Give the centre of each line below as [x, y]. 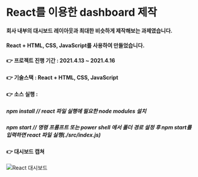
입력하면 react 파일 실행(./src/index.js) [54, 135]
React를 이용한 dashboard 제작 [82, 12]
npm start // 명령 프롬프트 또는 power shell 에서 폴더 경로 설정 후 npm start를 [99, 127]
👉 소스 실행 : [22, 94]
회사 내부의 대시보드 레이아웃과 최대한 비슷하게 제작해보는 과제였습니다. [90, 30]
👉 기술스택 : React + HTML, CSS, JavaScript [62, 77]
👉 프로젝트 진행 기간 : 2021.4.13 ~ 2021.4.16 [61, 60]
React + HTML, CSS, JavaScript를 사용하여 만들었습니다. [75, 45]
